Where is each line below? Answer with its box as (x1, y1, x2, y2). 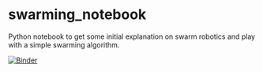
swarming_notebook (8, 6, 147, 24)
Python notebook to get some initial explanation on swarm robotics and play (8, 32, 255, 41)
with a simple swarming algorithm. (8, 40, 120, 49)
